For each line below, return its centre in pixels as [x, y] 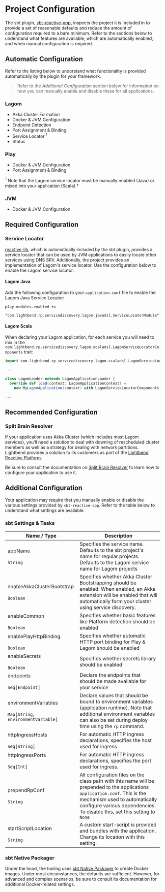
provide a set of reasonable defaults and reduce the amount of [69, 28]
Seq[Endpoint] [24, 687]
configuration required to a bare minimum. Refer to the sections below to [79, 33]
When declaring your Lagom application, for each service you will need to [80, 337]
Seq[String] [22, 747]
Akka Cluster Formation [36, 115]
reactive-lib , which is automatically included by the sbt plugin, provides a [79, 249]
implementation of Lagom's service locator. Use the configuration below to [81, 265]
